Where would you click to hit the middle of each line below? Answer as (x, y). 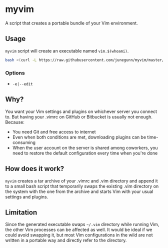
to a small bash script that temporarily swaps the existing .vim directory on (82, 186)
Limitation (21, 212)
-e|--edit (23, 84)
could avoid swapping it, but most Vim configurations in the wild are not (79, 235)
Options (15, 72)
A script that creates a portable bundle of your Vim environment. (71, 23)
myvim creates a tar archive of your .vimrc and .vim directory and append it (82, 180)
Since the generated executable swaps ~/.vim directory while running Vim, (82, 224)
